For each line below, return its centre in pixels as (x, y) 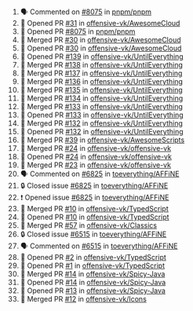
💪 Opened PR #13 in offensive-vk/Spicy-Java (93, 291)
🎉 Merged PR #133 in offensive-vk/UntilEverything (102, 106)
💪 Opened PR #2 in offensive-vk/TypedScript (93, 257)
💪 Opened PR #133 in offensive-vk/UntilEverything (102, 115)
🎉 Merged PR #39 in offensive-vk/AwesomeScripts (102, 140)
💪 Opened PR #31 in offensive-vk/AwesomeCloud (100, 23)
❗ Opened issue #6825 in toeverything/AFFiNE (95, 197)
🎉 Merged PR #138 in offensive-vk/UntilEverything (102, 65)
